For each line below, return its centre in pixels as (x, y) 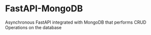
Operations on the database (33, 27)
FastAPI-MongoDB (44, 9)
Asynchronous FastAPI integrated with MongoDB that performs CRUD (76, 22)
